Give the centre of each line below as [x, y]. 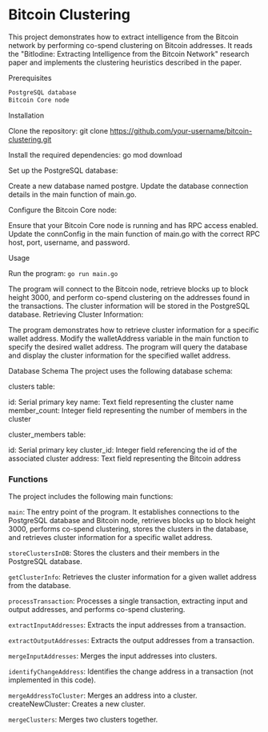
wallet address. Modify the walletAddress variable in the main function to [129, 338]
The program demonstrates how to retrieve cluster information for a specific [134, 330]
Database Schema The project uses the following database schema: [121, 370]
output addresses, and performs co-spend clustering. [97, 609]
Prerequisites [30, 78]
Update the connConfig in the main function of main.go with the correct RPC [134, 234]
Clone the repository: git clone [58, 130]
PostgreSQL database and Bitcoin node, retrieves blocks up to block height [132, 520]
